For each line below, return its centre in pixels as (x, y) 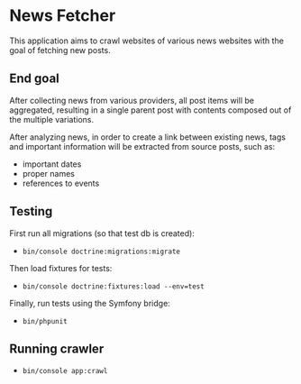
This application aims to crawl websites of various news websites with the (146, 41)
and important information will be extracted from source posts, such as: (142, 146)
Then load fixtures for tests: (61, 268)
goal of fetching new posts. (60, 50)
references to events (61, 183)
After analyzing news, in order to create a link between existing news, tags (148, 137)
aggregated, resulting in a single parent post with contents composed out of (150, 110)
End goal (35, 79)
